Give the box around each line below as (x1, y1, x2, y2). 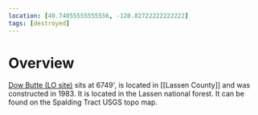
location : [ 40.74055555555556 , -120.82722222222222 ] (8, 11, 189, 20)
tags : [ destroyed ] (8, 19, 70, 27)
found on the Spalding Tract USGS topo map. (8, 97, 158, 107)
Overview (8, 54, 75, 72)
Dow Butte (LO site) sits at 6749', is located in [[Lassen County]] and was (8, 80, 251, 90)
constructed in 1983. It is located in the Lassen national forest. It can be (8, 89, 245, 99)
